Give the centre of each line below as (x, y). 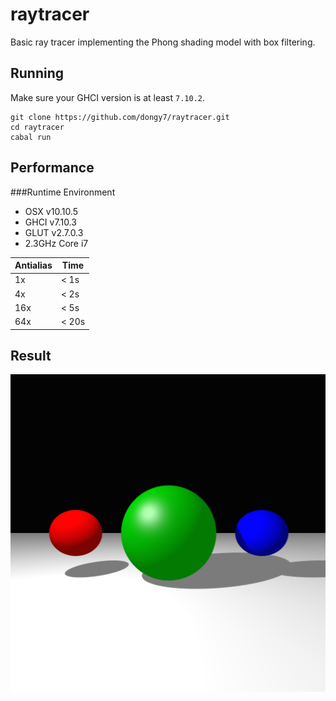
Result (31, 355)
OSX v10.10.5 (51, 211)
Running (37, 73)
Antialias (33, 265)
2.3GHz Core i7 (56, 243)
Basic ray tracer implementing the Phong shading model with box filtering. (163, 42)
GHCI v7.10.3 (50, 222)
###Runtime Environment (63, 192)
